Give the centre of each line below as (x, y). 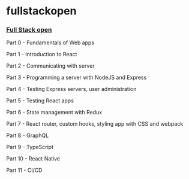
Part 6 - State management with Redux (54, 113)
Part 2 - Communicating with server (50, 66)
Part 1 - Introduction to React (42, 54)
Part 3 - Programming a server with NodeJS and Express (76, 78)
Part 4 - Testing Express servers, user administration (71, 89)
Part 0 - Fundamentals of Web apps (50, 43)
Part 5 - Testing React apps (40, 101)
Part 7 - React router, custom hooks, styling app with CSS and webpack (95, 124)
